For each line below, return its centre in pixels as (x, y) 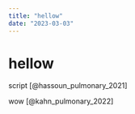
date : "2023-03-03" (41, 23)
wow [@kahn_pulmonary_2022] (61, 101)
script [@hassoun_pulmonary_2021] (68, 86)
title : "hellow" (36, 16)
